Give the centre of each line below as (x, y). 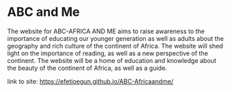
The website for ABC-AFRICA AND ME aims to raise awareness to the (106, 31)
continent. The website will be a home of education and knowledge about (112, 60)
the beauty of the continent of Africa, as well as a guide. (87, 68)
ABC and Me (44, 12)
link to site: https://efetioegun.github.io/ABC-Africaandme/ (91, 81)
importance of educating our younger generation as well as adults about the (115, 38)
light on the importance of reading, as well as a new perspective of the (108, 53)
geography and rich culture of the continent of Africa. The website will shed (115, 46)
